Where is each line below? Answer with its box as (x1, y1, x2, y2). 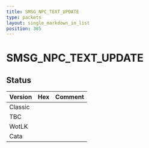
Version (9, 93, 32, 101)
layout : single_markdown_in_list (6, 20, 90, 26)
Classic (9, 103, 30, 111)
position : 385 (6, 25, 42, 32)
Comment (55, 93, 84, 101)
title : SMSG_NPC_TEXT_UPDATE (6, 8, 79, 15)
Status (6, 75, 32, 85)
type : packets (6, 14, 42, 20)
